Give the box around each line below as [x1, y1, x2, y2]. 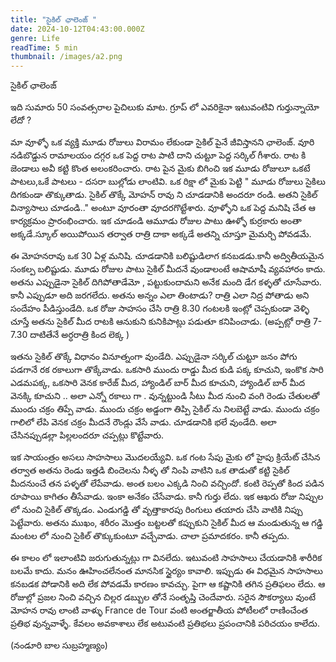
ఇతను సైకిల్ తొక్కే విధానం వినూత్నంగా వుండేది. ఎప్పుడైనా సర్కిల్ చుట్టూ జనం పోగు [10, 351, 298, 363]
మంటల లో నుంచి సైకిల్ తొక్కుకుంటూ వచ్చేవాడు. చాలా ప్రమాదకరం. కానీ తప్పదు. [10, 530, 290, 542]
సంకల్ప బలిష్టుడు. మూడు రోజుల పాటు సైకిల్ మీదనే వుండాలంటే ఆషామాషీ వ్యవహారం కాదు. [10, 263, 326, 275]
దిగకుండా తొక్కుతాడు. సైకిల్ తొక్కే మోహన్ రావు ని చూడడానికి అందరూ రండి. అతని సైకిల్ [10, 189, 318, 201]
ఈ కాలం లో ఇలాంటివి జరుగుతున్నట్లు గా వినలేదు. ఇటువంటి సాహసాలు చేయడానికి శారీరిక [10, 552, 323, 564]
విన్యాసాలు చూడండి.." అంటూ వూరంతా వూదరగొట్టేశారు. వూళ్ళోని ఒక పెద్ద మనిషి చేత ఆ [10, 202, 316, 214]
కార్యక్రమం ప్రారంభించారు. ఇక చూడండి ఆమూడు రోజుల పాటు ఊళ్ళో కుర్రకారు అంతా [10, 215, 302, 227]
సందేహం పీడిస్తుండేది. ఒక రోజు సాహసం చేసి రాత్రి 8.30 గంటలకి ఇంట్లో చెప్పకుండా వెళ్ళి [10, 302, 310, 315]
